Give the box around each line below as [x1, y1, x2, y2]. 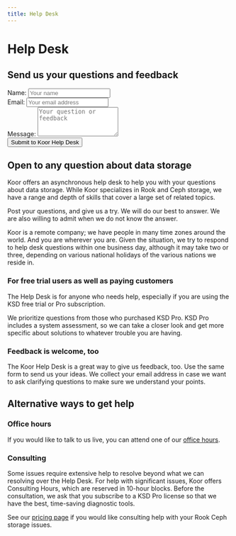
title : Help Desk [7, 10, 59, 18]
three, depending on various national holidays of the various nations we [7, 251, 216, 259]
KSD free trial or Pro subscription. [7, 299, 106, 308]
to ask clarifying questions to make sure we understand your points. [7, 377, 206, 386]
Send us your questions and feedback [7, 69, 179, 82]
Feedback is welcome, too [7, 346, 99, 356]
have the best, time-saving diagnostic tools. [7, 499, 135, 508]
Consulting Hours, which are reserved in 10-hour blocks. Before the [7, 484, 205, 493]
